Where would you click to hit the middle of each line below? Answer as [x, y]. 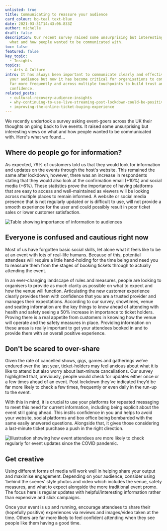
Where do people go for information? [64, 153]
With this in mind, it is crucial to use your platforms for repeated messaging [82, 402]
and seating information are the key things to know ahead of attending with [82, 307]
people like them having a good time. [43, 523]
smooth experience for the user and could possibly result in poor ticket [78, 207]
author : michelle [23, 28]
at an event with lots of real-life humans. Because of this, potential [73, 255]
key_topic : [16, 56]
